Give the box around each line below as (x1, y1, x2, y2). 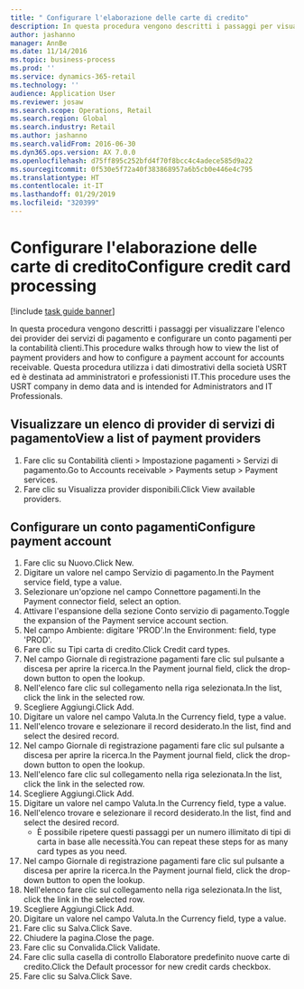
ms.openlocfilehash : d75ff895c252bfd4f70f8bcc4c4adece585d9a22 (10, 156, 253, 166)
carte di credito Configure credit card (10, 257, 291, 277)
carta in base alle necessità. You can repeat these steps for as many (36, 836, 289, 847)
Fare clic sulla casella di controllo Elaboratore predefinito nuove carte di (23, 952, 290, 963)
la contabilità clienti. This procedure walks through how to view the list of (10, 342, 279, 353)
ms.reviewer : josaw (10, 97, 84, 107)
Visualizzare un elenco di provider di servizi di (10, 417, 275, 433)
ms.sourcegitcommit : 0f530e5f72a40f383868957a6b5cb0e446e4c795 (10, 165, 253, 174)
